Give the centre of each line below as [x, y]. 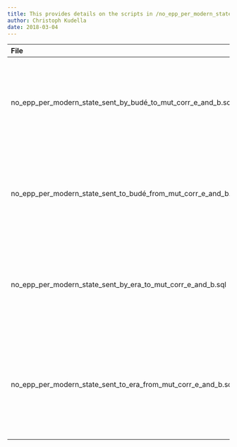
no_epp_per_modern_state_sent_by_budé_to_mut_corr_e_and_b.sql [122, 103]
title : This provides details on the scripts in [80, 14]
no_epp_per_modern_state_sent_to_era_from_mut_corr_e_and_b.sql [123, 385]
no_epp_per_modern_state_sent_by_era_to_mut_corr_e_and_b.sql [119, 285]
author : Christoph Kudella [47, 21]
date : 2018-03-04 [33, 27]
